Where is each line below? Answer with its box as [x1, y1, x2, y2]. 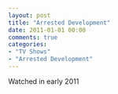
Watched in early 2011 [8, 76, 79, 86]
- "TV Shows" [8, 48, 51, 56]
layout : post [8, 11, 51, 20]
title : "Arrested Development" [8, 19, 111, 27]
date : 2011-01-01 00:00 [8, 26, 87, 34]
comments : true [8, 33, 58, 42]
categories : [8, 41, 47, 49]
